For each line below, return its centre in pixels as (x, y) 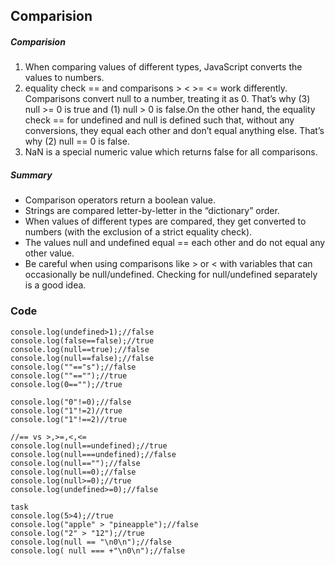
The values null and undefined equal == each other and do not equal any (175, 243)
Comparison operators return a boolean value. (120, 200)
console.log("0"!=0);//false (71, 402)
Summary (31, 175)
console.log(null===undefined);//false (93, 454)
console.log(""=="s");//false (73, 367)
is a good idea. (55, 285)
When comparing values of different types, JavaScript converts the (163, 67)
